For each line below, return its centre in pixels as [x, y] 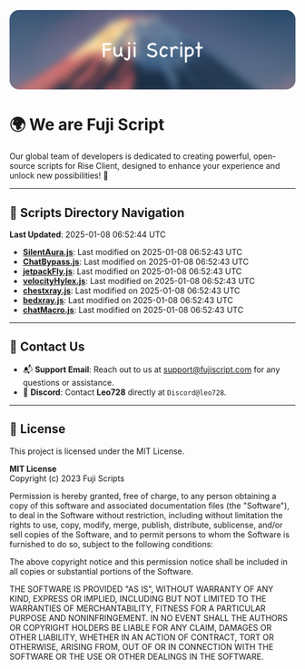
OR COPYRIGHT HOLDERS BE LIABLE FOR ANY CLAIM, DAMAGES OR [141, 627]
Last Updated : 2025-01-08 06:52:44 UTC [88, 235]
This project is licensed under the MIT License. [97, 451]
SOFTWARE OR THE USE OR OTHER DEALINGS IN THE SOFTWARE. [137, 656]
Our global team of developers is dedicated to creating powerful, [130, 156]
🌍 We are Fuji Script [87, 125]
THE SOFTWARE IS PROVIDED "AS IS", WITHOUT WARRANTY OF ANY [142, 589]
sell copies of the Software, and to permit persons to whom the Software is [150, 534]
